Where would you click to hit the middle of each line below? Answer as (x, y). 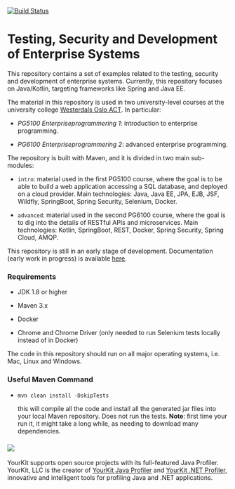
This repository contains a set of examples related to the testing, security (113, 73)
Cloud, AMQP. (38, 237)
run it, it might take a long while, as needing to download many (108, 423)
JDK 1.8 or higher (42, 292)
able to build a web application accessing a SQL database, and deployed (122, 186)
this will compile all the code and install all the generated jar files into (116, 408)
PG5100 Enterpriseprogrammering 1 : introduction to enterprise (107, 123)
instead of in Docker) (48, 340)
